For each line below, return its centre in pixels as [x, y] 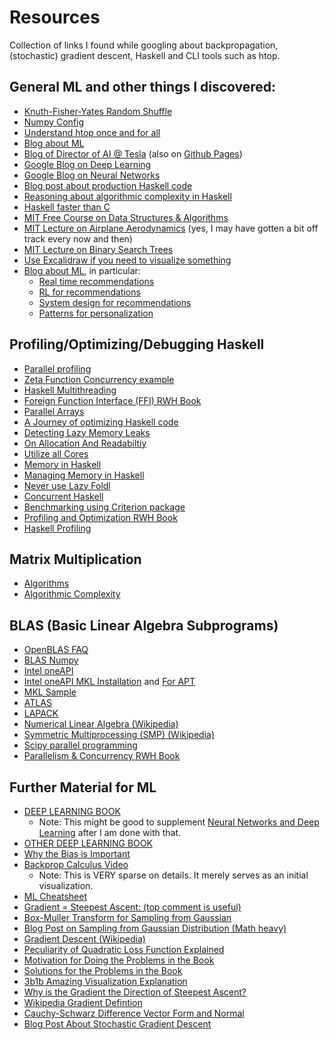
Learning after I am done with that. [110, 832]
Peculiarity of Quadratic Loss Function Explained [124, 949]
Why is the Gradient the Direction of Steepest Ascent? [135, 992]
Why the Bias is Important [77, 854]
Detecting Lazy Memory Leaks [87, 432]
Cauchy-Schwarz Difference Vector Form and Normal [134, 1013]
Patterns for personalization [96, 313]
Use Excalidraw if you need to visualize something [127, 260]
